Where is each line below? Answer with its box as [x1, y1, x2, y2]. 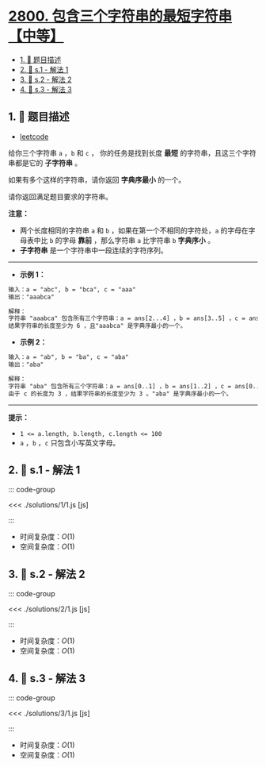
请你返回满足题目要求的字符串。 [8, 191, 112, 201]
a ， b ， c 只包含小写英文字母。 [19, 437, 120, 447]
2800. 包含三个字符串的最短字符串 [8, 7, 232, 25]
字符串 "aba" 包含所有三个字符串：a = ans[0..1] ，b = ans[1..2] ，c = [8, 382, 232, 390]
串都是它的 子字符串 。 [8, 158, 82, 168]
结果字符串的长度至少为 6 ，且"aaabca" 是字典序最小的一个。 [8, 322, 187, 330]
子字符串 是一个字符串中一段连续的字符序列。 [19, 245, 168, 255]
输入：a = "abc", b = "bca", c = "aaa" [8, 285, 136, 294]
